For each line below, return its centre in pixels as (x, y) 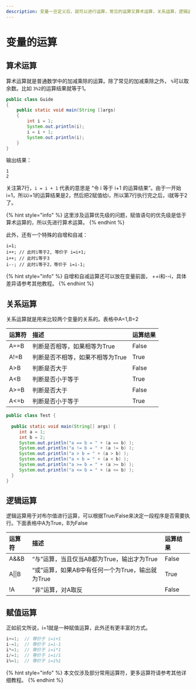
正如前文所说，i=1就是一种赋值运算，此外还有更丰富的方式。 (78, 628)
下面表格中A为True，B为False (52, 523)
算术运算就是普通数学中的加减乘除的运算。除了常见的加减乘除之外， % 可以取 (98, 81)
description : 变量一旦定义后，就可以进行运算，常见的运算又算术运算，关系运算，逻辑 (97, 11)
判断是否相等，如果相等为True (74, 346)
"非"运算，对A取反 (57, 590)
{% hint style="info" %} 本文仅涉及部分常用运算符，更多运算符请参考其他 (94, 673)
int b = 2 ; (32, 437)
